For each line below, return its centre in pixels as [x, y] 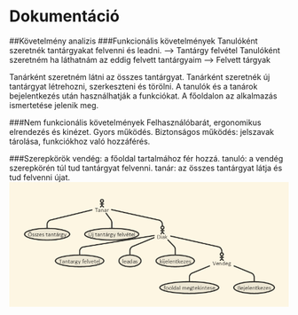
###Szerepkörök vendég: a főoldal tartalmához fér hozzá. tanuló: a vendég [146, 158]
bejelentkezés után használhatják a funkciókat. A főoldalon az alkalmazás [143, 96]
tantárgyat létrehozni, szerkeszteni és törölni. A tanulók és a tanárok [133, 86]
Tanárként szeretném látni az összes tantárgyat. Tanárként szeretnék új [140, 76]
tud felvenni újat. [40, 177]
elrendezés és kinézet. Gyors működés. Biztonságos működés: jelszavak [142, 131]
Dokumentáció [64, 16]
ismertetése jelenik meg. [54, 105]
